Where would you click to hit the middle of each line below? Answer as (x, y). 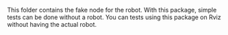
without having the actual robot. (52, 24)
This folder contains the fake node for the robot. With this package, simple (112, 10)
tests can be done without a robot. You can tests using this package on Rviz (114, 17)
